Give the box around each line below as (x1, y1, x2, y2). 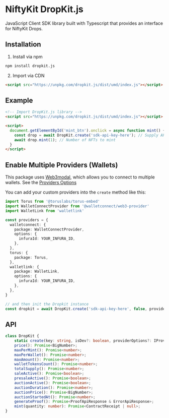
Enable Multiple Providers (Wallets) (5, 160, 118, 169)
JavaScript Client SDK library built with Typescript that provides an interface (5, 20, 163, 26)
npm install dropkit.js (5, 63, 55, 69)
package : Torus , (14, 255, 49, 260)
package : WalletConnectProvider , (14, 227, 84, 232)
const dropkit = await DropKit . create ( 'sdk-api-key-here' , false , (5, 306, 147, 311)
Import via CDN (12, 72, 45, 79)
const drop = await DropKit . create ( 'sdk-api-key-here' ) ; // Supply (14, 133, 158, 138)
